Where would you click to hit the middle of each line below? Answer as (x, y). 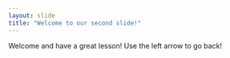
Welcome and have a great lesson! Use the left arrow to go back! (115, 45)
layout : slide (32, 15)
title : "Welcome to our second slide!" (75, 23)
